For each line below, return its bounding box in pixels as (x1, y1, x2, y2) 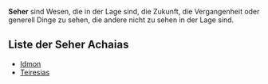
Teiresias (19, 67, 50, 77)
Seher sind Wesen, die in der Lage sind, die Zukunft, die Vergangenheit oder (8, 7, 260, 16)
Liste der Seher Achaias (8, 38, 129, 52)
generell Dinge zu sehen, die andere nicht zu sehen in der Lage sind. (8, 15, 235, 25)
